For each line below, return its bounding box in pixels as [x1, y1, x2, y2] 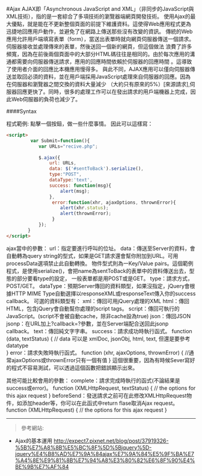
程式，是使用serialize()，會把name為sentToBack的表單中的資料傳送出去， [6, 267, 189, 274]
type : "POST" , [49, 171, 82, 178]
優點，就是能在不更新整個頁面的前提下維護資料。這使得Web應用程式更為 [11, 20, 191, 27]
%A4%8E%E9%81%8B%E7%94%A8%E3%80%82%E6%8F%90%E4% [14, 457, 195, 464]
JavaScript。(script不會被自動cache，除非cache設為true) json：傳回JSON [6, 312, 191, 319]
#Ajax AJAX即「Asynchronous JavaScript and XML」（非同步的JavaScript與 [6, 5, 194, 12]
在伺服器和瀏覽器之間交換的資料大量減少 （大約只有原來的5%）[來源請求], [6, 81, 191, 87]
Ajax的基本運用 [14, 437, 53, 444]
